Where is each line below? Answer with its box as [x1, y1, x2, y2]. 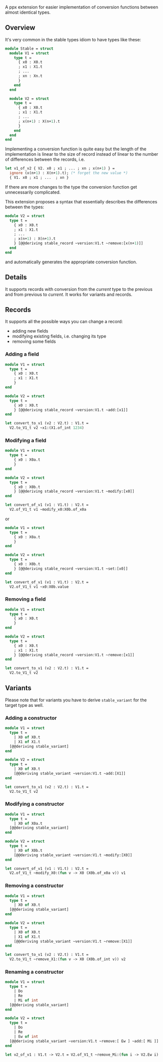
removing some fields [12, 338, 56, 344]
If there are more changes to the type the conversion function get [5, 184, 137, 190]
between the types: [5, 204, 45, 210]
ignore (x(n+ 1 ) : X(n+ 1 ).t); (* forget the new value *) [9, 170, 128, 176]
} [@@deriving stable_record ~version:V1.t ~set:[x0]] [14, 566, 128, 571]
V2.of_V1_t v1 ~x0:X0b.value [9, 584, 69, 589]
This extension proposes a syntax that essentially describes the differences [5, 198, 158, 204]
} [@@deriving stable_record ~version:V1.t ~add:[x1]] [14, 407, 128, 412]
